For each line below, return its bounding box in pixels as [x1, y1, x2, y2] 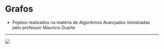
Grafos [5, 3, 33, 15]
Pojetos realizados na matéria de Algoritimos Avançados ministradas [12, 19, 150, 25]
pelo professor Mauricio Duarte [12, 24, 76, 30]
